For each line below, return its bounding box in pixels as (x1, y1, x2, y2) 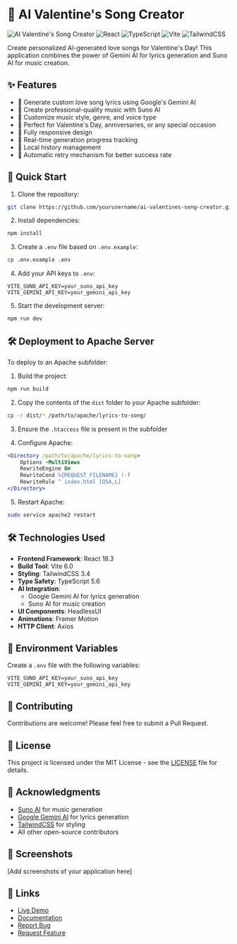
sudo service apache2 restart (7, 511, 97, 519)
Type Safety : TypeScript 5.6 (17, 577, 100, 585)
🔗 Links (7, 887, 40, 899)
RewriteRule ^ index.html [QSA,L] (20, 478, 121, 485)
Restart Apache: (17, 497, 65, 506)
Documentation (17, 914, 63, 922)
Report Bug (17, 921, 51, 930)
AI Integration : (17, 584, 61, 593)
